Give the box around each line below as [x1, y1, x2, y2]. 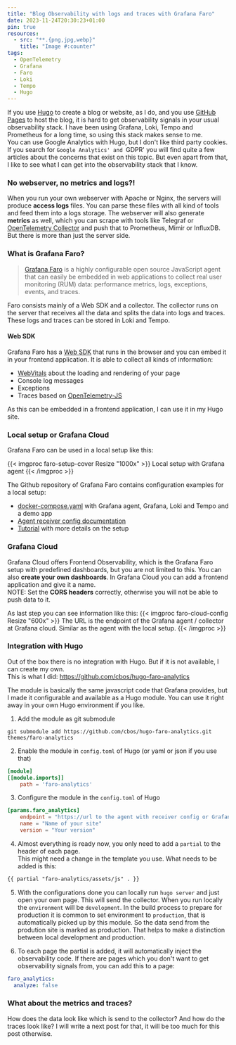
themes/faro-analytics [7, 734, 74, 741]
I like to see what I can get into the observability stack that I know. [7, 160, 198, 169]
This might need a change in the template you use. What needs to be [17, 854, 218, 863]
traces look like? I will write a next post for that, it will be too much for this [7, 1022, 220, 1030]
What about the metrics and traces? [7, 999, 133, 1008]
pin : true [7, 23, 37, 30]
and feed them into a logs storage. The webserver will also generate [7, 209, 205, 217]
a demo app [17, 509, 53, 518]
